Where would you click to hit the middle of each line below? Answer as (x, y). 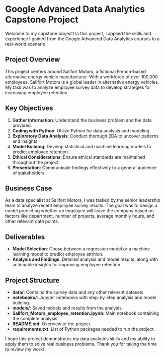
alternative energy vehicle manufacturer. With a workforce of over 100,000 (82, 77)
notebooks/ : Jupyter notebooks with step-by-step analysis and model (84, 297)
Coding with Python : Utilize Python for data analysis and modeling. (81, 130)
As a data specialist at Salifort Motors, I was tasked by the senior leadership (83, 200)
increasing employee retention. (37, 92)
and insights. (25, 141)
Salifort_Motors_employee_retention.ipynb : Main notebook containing (85, 313)
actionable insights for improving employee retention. (67, 265)
